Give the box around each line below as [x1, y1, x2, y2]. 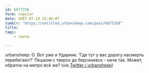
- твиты [14, 35, 29, 39]
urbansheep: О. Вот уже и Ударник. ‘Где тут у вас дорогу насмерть [5, 52, 144, 57]
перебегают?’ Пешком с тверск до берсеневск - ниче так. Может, [5, 57, 143, 63]
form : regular [5, 12, 34, 17]
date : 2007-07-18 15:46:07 [5, 16, 60, 21]
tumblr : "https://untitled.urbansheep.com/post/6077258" [5, 20, 123, 26]
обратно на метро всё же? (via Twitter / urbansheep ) [5, 62, 114, 68]
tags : [5, 30, 16, 35]
